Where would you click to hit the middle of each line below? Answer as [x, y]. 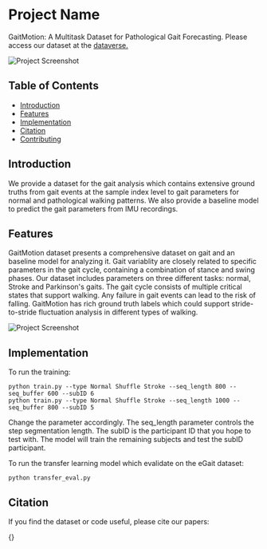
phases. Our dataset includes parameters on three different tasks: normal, [130, 278]
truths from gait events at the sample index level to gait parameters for [124, 192]
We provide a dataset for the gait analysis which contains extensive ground [132, 183]
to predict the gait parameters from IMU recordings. [93, 208]
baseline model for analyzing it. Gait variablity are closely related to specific [133, 262]
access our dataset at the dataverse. [69, 45]
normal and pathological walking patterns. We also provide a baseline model [133, 200]
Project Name [54, 15]
